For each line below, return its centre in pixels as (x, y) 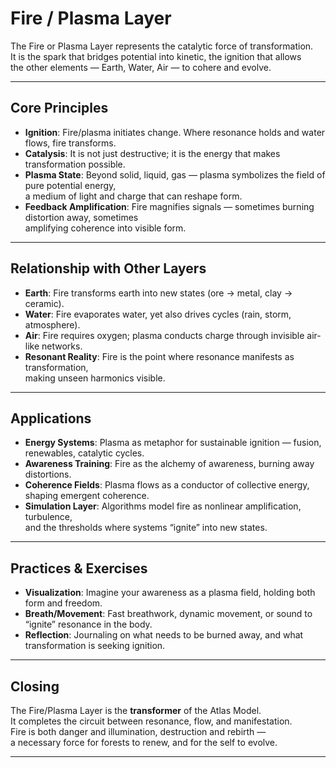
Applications (51, 418)
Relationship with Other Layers (108, 268)
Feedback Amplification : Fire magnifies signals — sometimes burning (169, 206)
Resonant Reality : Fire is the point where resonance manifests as (159, 356)
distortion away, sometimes (81, 217)
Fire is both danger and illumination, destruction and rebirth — (138, 731)
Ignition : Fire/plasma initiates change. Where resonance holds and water (175, 132)
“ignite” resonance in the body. (88, 624)
